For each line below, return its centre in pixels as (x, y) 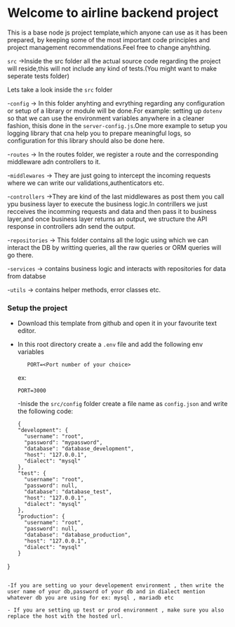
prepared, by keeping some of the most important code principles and (109, 39)
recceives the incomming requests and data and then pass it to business (112, 211)
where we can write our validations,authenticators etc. (86, 183)
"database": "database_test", (68, 492)
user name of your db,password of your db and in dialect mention (106, 592)
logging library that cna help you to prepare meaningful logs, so (99, 133)
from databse (27, 276)
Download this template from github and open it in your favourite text (117, 323)
